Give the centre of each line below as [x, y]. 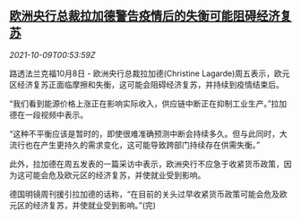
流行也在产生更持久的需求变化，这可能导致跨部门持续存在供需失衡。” [135, 145]
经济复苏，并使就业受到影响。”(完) [95, 205]
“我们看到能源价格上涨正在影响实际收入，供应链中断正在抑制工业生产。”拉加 [148, 103]
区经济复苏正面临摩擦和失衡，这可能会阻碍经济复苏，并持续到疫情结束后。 [146, 84]
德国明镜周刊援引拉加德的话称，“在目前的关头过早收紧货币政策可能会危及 [145, 194]
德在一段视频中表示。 [48, 114]
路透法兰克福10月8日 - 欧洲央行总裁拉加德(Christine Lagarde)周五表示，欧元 [150, 73]
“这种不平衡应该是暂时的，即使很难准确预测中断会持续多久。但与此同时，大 [149, 133]
